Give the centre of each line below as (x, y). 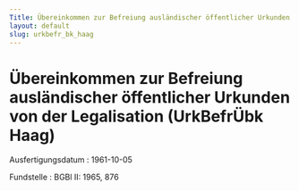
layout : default (39, 26)
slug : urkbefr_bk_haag (51, 34)
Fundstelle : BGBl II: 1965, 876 (64, 177)
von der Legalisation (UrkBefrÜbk (137, 116)
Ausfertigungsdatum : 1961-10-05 (71, 160)
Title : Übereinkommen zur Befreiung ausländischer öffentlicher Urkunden (150, 17)
